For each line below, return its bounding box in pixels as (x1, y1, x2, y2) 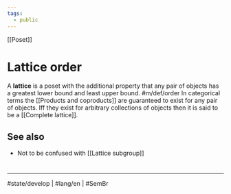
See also (7, 131, 45, 143)
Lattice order (7, 59, 82, 75)
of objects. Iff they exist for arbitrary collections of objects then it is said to (7, 104, 219, 112)
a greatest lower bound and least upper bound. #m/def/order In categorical (7, 89, 221, 97)
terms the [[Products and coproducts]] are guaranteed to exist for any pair (7, 97, 218, 105)
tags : (7, 10, 23, 17)
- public (13, 16, 38, 23)
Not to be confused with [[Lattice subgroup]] (16, 149, 144, 158)
